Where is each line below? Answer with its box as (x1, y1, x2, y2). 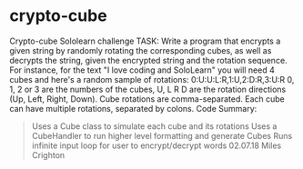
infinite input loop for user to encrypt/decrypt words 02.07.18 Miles (31, 140, 282, 151)
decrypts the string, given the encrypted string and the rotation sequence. (9, 55, 288, 65)
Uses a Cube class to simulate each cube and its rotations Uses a (31, 120, 278, 132)
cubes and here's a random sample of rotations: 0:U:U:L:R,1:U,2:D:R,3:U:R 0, (9, 74, 295, 84)
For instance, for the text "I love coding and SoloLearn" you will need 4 (9, 65, 275, 75)
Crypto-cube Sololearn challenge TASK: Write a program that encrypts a (9, 35, 281, 46)
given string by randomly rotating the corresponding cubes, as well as (9, 45, 272, 55)
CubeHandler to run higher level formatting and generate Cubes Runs (31, 130, 293, 141)
